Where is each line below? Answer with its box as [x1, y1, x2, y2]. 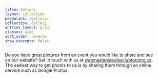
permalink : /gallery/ [5, 16, 49, 21]
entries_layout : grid [5, 25, 49, 30]
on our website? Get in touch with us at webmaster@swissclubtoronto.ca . [5, 57, 153, 63]
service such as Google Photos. [5, 67, 69, 73]
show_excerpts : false [5, 39, 49, 44]
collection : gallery [5, 20, 47, 26]
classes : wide [5, 30, 34, 34]
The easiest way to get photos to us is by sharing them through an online [5, 62, 152, 68]
